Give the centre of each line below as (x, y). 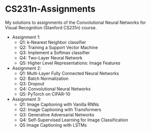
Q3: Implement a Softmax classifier (55, 53)
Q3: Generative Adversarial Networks (57, 114)
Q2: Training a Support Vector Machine (59, 47)
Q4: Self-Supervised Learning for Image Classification (74, 120)
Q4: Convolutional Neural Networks (55, 89)
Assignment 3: (27, 99)
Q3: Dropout (32, 83)
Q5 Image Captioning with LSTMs (53, 125)
